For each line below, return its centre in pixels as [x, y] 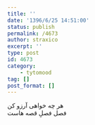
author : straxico [33, 40]
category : [22, 66]
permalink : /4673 [33, 33]
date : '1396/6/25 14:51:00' [49, 20]
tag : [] [19, 79]
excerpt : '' [25, 46]
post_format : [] [31, 86]
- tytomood [36, 72]
